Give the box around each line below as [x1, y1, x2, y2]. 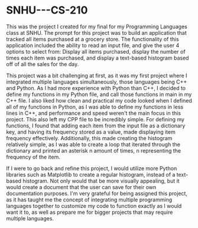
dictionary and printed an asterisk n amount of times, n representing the [6, 147, 181, 154]
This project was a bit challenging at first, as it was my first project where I [6, 72, 187, 79]
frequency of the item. [6, 153, 60, 160]
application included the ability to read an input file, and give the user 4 [6, 42, 180, 49]
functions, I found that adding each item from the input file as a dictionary [6, 122, 186, 129]
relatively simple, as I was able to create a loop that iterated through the [6, 141, 180, 148]
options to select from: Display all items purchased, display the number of [6, 48, 186, 55]
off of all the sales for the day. [6, 60, 79, 68]
